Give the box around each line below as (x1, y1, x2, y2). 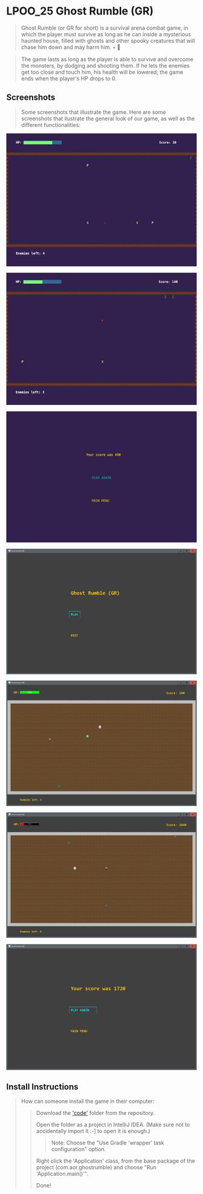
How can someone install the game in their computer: (21, 1098, 155, 1105)
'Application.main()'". (36, 1170, 89, 1178)
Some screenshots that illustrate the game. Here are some (21, 108, 166, 115)
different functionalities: (21, 121, 80, 128)
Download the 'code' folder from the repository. (36, 1109, 155, 1117)
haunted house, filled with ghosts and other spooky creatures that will (21, 37, 195, 44)
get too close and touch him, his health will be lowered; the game (21, 68, 184, 76)
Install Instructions (6, 1082, 79, 1092)
